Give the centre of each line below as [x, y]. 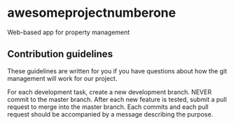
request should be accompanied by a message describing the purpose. [110, 114]
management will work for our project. [62, 78]
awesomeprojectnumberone [92, 13]
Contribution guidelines [60, 54]
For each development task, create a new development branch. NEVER [110, 91]
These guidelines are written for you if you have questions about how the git [117, 71]
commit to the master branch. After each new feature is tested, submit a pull [117, 99]
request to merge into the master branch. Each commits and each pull [108, 107]
